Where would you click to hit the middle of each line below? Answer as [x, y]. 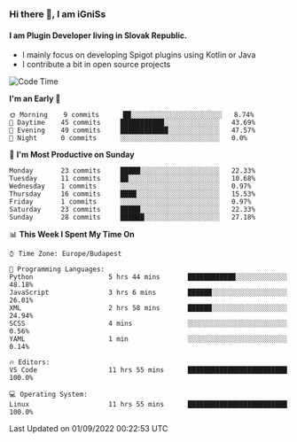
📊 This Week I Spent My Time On [72, 235]
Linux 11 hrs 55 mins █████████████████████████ [148, 405]
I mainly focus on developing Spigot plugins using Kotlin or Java [139, 55]
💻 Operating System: [49, 395]
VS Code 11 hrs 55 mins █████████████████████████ [148, 370]
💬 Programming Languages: [57, 269]
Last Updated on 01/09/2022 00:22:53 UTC [89, 429]
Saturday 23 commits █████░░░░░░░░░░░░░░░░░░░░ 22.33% [132, 210]
